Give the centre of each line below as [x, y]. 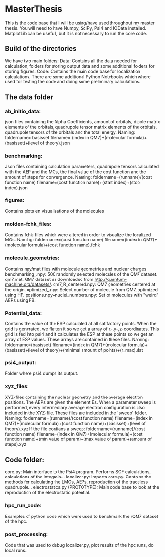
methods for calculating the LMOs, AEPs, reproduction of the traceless [77, 482]
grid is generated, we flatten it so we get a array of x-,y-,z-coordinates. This [82, 329]
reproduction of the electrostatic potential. [48, 493]
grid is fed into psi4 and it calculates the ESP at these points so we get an [79, 334]
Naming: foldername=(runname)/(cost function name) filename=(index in [79, 418]
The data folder [29, 97]
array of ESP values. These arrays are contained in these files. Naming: [77, 339]
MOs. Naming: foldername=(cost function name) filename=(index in [74, 240]
